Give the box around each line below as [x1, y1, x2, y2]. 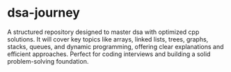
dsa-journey [7, 5, 80, 21]
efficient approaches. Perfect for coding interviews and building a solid [7, 50, 211, 58]
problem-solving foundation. [7, 57, 89, 65]
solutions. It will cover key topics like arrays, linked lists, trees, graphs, [7, 35, 209, 43]
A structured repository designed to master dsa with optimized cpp [7, 28, 200, 36]
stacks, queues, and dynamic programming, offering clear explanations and [7, 42, 224, 51]
